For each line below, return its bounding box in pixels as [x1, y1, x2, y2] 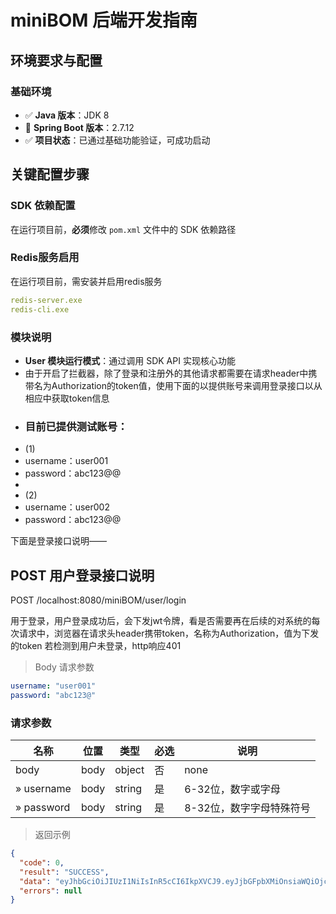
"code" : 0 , [19, 857, 65, 868]
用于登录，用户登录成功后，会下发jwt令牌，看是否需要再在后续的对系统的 [10, 615, 312, 627]
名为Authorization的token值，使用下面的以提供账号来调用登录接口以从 [33, 379, 323, 391]
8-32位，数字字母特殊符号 [184, 801, 311, 815]
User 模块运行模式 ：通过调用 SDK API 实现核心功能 [24, 354, 236, 366]
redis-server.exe [10, 295, 83, 305]
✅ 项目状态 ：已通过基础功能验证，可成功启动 [24, 134, 211, 146]
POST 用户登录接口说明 [10, 567, 155, 584]
